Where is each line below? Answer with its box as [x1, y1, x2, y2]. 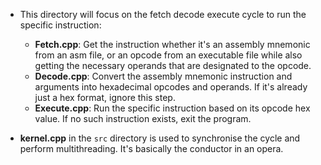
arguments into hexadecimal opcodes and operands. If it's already [34, 81, 308, 93]
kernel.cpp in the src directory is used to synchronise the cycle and [19, 132, 301, 144]
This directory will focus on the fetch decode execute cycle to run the [19, 9, 307, 20]
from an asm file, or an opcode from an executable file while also [34, 49, 303, 61]
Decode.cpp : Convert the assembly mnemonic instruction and [34, 70, 293, 82]
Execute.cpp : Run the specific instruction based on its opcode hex [34, 102, 311, 114]
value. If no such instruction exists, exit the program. [34, 113, 252, 124]
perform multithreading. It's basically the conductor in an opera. [19, 143, 284, 154]
